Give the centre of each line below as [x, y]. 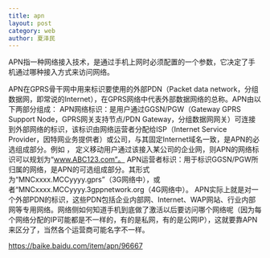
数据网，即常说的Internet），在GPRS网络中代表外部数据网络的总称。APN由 [131, 99]
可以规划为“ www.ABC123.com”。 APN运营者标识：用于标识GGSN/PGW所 [137, 160]
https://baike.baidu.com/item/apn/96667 [76, 246]
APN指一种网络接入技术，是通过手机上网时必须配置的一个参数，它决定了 [129, 62]
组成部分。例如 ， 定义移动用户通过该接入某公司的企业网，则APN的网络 [134, 149]
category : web [32, 31]
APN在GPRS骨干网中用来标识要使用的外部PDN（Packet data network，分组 [133, 89]
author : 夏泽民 [32, 38]
